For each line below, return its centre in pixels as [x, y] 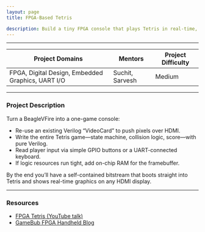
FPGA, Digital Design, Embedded [56, 73]
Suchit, [123, 73]
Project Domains [58, 59]
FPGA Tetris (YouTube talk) [49, 216]
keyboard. [28, 156]
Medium [167, 77]
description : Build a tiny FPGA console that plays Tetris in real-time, [102, 29]
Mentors [131, 59]
